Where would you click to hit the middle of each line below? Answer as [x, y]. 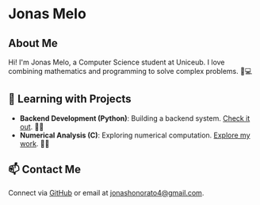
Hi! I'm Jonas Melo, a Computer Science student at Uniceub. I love [117, 62]
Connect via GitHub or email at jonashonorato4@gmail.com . [106, 192]
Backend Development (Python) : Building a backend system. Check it [135, 118]
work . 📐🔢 [34, 143]
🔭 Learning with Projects [70, 99]
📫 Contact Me [45, 170]
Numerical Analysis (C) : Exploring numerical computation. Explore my [135, 135]
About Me [33, 43]
